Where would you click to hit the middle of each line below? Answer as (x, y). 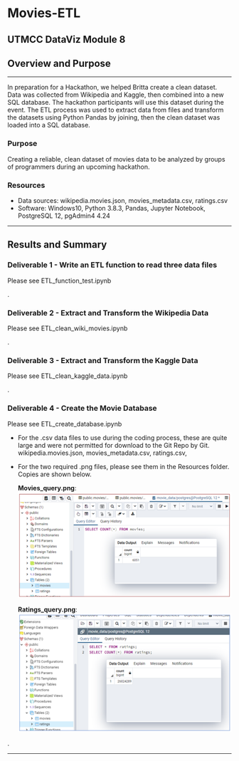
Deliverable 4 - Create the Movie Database (83, 409)
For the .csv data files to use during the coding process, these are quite (122, 437)
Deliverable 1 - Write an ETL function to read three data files (112, 265)
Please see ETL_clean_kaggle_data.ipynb (68, 376)
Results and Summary (57, 245)
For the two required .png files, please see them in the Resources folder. (123, 466)
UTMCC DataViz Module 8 (67, 40)
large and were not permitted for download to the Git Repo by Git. (113, 445)
